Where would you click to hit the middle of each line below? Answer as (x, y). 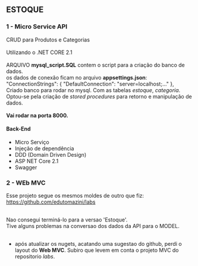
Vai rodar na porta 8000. (37, 115)
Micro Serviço (32, 142)
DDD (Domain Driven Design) (51, 154)
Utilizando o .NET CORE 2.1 (39, 52)
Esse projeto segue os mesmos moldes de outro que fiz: (75, 196)
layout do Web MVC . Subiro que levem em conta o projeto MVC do (97, 250)
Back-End (18, 129)
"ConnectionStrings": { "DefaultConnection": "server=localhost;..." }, (90, 84)
